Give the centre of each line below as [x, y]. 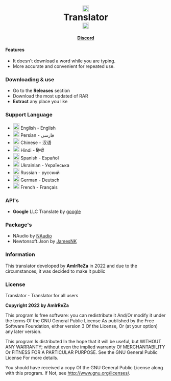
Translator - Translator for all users [42, 295]
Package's [19, 225]
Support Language [29, 115]
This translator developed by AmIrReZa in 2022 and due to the [71, 266]
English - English [38, 128]
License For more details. [32, 358]
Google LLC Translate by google [47, 211]
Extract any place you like [40, 102]
